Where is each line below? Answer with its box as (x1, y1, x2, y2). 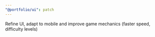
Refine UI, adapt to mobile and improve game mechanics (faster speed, (5, 21, 151, 27)
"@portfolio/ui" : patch (5, 7, 54, 12)
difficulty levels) (5, 26, 38, 32)
